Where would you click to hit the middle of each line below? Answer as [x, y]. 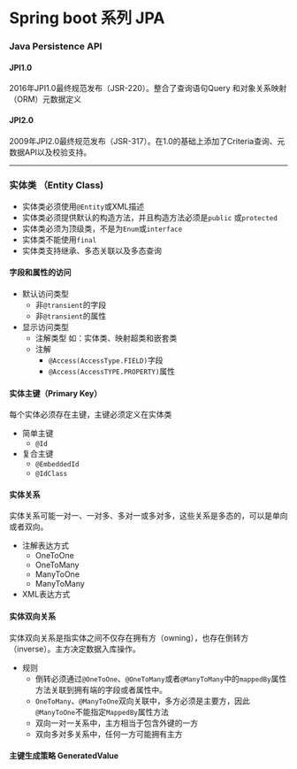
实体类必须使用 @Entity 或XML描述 [83, 206]
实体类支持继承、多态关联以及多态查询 [91, 250]
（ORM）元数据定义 [46, 99]
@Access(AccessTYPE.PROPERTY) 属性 [111, 372]
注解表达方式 [45, 546]
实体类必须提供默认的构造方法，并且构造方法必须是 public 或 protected [150, 217]
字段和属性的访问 [40, 273]
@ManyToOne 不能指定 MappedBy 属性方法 [102, 711]
